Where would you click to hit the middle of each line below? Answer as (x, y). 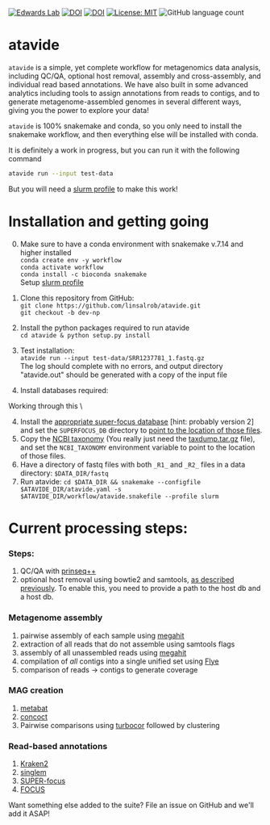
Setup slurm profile (52, 282)
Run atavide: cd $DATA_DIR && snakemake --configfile (110, 481)
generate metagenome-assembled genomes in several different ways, (125, 102)
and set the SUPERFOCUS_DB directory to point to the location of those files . (141, 430)
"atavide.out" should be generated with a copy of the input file (124, 375)
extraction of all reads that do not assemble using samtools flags (127, 644)
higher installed (46, 252)
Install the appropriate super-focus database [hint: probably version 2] (137, 421)
